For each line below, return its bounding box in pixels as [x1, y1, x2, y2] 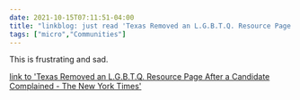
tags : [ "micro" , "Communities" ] [9, 29, 127, 38]
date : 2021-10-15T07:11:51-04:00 [9, 12, 135, 22]
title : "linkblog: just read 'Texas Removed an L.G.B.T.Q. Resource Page [9, 21, 292, 30]
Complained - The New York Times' [9, 81, 142, 92]
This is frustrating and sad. [9, 54, 109, 65]
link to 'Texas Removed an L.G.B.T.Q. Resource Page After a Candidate [9, 71, 270, 82]
